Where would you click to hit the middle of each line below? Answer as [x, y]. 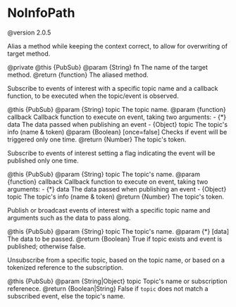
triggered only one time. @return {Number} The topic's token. [97, 139]
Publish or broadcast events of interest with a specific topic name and [109, 210]
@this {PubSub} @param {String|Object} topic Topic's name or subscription [117, 281]
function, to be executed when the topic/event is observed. [93, 96]
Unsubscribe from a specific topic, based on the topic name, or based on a [116, 260]
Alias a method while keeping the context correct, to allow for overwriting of [117, 46]
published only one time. [43, 161]
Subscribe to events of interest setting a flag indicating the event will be [111, 153]
